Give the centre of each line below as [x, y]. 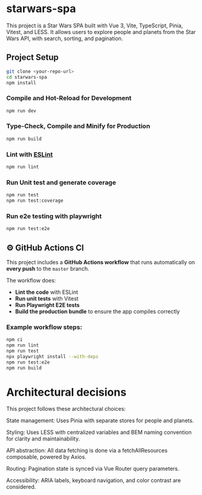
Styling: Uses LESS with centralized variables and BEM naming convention [99, 433]
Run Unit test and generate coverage [61, 182]
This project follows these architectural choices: [66, 409]
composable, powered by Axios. [46, 457]
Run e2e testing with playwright [54, 216]
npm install [21, 83]
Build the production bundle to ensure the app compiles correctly [97, 311]
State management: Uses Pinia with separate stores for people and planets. [100, 420]
